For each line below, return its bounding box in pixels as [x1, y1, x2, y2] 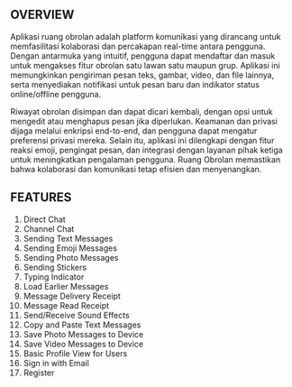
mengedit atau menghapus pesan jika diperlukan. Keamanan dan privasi [10, 115, 278, 126]
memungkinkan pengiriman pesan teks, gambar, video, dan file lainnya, [10, 69, 275, 80]
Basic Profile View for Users [23, 347, 128, 359]
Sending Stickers [23, 262, 87, 272]
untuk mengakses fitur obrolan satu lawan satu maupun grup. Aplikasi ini [10, 60, 280, 70]
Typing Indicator [23, 271, 85, 282]
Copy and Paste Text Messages [23, 319, 141, 330]
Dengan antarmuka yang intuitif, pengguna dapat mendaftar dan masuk [10, 50, 276, 61]
